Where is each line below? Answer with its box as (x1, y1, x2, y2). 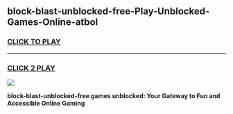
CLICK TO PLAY (7, 37, 61, 47)
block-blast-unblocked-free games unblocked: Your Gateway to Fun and (7, 91, 221, 99)
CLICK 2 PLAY (7, 63, 55, 73)
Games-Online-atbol (7, 17, 98, 28)
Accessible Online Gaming (7, 99, 85, 107)
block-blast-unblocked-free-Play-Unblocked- (7, 6, 210, 17)
